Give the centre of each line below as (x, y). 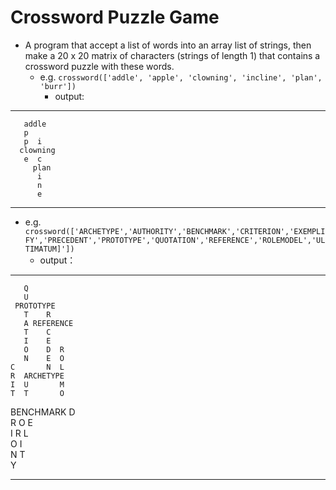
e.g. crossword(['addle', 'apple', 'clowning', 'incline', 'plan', (181, 77)
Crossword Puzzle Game (115, 17)
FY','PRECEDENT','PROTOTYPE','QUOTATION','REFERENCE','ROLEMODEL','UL (175, 240)
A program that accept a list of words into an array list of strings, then (168, 45)
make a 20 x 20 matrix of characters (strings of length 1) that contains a (172, 55)
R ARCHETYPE (37, 376)
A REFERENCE (48, 323)
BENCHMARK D (43, 412)
